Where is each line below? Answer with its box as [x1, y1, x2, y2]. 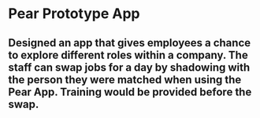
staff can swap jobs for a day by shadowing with [8, 61, 251, 74]
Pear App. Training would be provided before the [8, 85, 252, 98]
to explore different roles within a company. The [8, 48, 248, 61]
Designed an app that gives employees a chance [8, 36, 251, 50]
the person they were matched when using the [8, 72, 242, 87]
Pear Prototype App [8, 5, 140, 23]
